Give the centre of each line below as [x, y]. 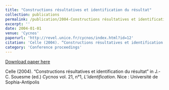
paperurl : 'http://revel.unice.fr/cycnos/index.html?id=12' [70, 38]
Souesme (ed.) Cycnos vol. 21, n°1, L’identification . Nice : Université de [84, 76]
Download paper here [28, 61]
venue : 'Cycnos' [22, 33]
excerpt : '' [18, 24]
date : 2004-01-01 [23, 29]
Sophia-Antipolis [22, 82]
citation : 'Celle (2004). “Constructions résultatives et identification [84, 43]
